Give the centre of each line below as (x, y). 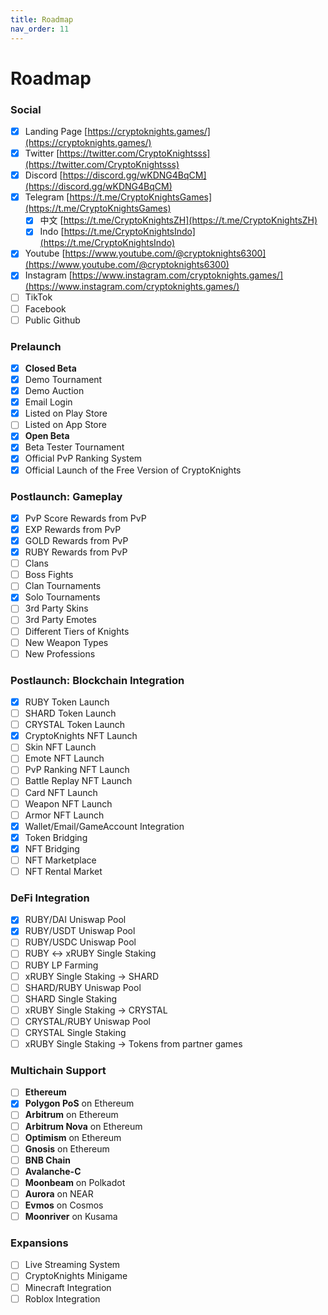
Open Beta (47, 436)
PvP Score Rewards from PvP (85, 518)
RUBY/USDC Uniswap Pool (80, 942)
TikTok (38, 297)
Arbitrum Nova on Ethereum (83, 1126)
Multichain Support (58, 1070)
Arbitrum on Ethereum (71, 1115)
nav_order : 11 (40, 29)
